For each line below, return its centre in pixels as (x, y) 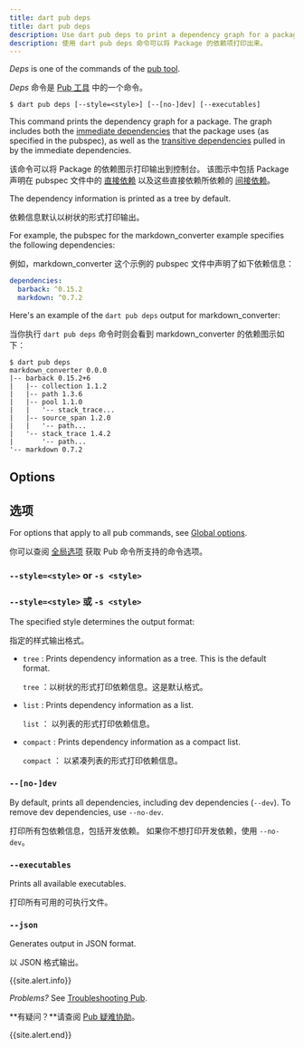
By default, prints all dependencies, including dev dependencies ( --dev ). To (150, 802)
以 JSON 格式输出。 (47, 963)
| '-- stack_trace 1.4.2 (60, 433)
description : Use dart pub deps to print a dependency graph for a (139, 34)
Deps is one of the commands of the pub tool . (95, 69)
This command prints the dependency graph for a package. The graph (141, 121)
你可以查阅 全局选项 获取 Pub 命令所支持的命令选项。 (109, 552)
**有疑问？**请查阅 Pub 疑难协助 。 (75, 1017)
